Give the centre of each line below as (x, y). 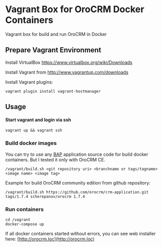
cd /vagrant (18, 220)
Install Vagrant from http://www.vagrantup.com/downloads (67, 72)
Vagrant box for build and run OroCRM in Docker (56, 34)
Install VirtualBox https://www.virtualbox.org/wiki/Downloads (69, 62)
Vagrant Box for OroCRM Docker (75, 9)
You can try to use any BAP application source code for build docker (77, 154)
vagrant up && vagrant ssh (34, 130)
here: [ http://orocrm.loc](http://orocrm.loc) (50, 239)
